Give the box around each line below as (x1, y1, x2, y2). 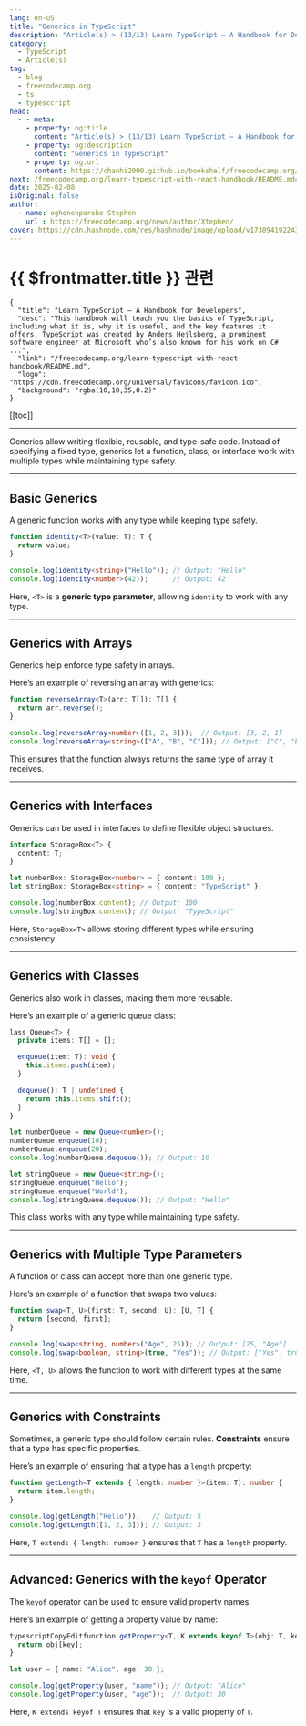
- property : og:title (25, 124, 107, 133)
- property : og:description (25, 140, 132, 150)
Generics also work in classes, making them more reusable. (9, 992, 233, 1003)
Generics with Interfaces (9, 798, 153, 814)
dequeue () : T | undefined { (17, 1086, 125, 1095)
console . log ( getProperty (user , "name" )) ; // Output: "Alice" (9, 1681, 247, 1690)
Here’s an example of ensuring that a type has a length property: (9, 1461, 252, 1471)
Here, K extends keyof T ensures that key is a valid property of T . (9, 1706, 253, 1717)
